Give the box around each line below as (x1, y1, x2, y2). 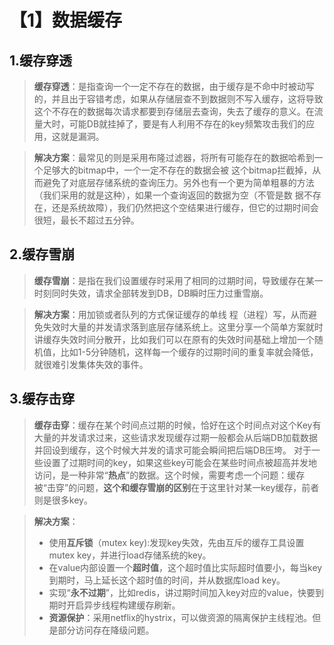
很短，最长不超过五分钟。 (33, 214, 140, 226)
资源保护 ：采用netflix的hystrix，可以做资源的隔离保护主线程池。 (48, 611, 313, 623)
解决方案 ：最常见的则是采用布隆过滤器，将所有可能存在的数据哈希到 (33, 152, 315, 163)
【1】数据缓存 (9, 9, 123, 32)
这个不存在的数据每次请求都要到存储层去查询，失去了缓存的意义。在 (33, 106, 315, 117)
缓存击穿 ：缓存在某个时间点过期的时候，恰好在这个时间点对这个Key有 (33, 419, 322, 431)
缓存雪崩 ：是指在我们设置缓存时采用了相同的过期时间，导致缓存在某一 (33, 274, 324, 286)
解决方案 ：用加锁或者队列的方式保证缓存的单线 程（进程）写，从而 (33, 308, 309, 320)
